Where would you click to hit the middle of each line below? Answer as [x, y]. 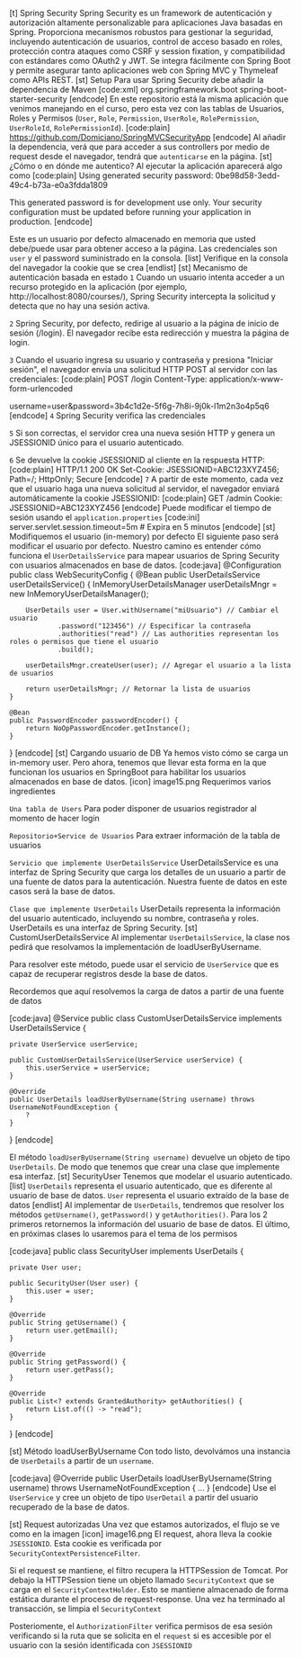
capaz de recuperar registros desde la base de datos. [109, 974]
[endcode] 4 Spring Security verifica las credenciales [108, 416]
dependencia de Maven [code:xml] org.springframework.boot [124, 90]
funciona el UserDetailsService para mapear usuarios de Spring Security [145, 556]
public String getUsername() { [68, 1322]
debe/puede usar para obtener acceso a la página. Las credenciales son [143, 248]
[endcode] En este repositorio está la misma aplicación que [179, 99]
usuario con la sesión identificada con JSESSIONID [101, 1645]
